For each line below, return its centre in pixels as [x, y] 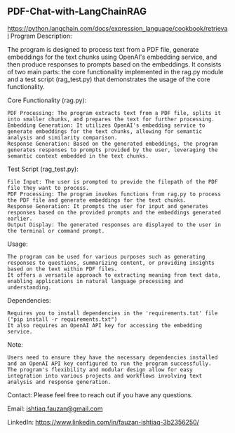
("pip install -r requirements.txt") [62, 319]
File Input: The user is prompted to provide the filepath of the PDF [113, 181]
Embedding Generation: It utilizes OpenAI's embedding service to [106, 125]
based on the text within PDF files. [62, 269]
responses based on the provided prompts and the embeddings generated [114, 212]
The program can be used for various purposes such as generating [106, 256]
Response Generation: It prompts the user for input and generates [108, 206]
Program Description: [41, 36]
